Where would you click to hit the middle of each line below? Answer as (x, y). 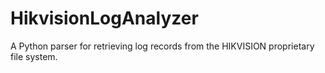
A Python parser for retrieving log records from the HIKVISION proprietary (162, 46)
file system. (34, 56)
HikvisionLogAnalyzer (104, 18)
